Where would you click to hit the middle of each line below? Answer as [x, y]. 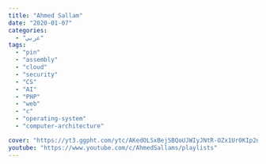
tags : [17, 45]
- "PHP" [28, 97]
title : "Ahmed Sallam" [46, 15]
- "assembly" [37, 60]
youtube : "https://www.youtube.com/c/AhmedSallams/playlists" [113, 147]
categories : [28, 30]
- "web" [28, 104]
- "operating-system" [51, 119]
